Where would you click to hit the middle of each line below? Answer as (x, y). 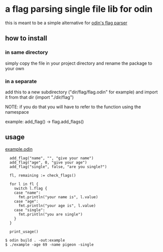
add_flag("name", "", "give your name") (52, 158)
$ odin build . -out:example (35, 240)
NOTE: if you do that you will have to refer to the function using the (73, 107)
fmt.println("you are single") (50, 214)
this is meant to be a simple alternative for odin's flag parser (66, 23)
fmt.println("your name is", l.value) (58, 197)
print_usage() (24, 231)
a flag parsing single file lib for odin (79, 9)
